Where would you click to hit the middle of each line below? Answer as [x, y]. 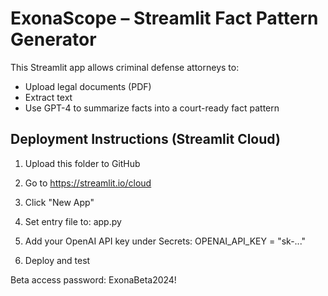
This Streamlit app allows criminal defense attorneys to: [125, 67]
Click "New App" [59, 202]
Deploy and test [57, 260]
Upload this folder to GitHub [82, 163]
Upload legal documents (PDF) [88, 86]
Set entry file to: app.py [73, 221]
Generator [53, 39]
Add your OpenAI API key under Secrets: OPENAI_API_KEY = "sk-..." [165, 241]
